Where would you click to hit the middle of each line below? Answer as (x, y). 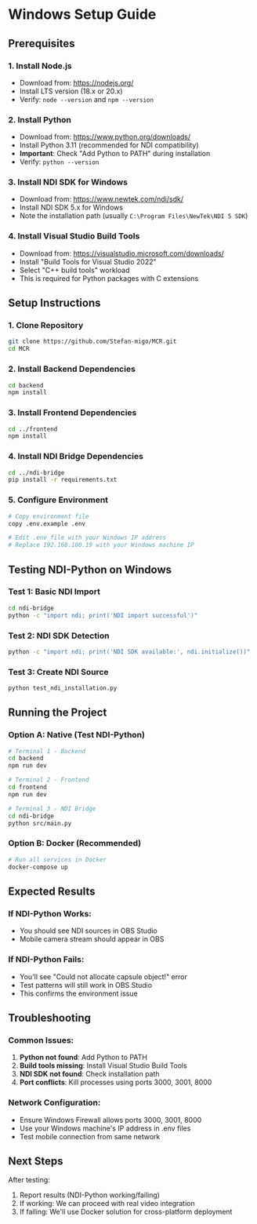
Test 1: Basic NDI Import (54, 592)
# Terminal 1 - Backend (47, 751)
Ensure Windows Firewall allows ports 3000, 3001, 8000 (110, 1120)
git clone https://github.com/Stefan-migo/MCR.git (92, 342)
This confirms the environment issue (79, 993)
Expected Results (52, 891)
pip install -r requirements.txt (63, 480)
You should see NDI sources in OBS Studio (89, 931)
